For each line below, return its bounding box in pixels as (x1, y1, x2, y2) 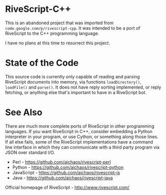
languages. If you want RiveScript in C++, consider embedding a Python (5, 128, 153, 134)
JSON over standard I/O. (5, 149, 55, 155)
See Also (5, 107, 43, 118)
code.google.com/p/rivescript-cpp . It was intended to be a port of (5, 25, 140, 31)
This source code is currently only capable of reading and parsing (5, 73, 140, 80)
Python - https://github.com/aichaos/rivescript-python (12, 164, 124, 170)
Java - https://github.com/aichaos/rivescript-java (12, 175, 113, 181)
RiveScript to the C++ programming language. (5, 30, 99, 36)
